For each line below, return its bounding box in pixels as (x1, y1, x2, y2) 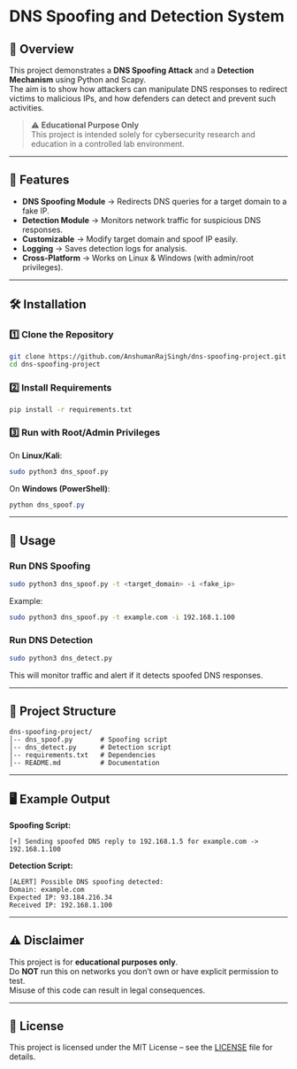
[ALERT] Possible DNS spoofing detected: (9, 877, 164, 887)
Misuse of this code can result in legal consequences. (9, 985, 206, 995)
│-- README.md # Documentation (9, 758, 161, 767)
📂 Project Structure (9, 704, 117, 719)
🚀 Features (9, 173, 70, 188)
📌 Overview (9, 42, 74, 57)
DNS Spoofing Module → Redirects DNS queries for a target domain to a (21, 196, 287, 206)
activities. (9, 103, 44, 112)
